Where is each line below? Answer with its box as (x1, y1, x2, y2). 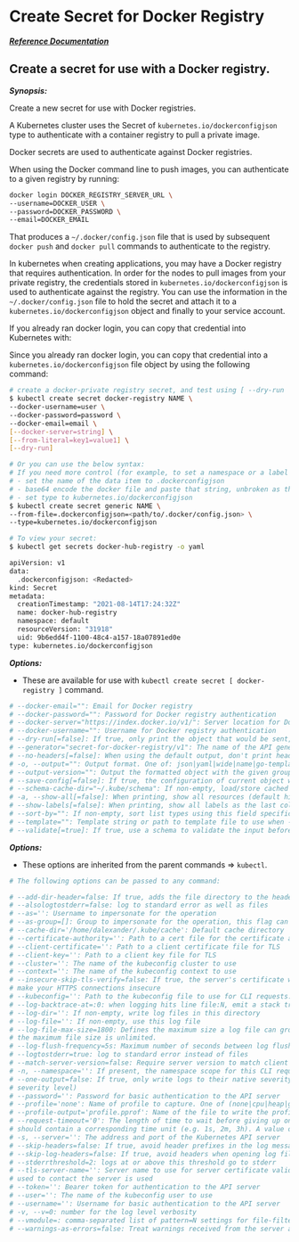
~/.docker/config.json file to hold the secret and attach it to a (9, 296, 238, 307)
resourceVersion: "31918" (17, 625, 114, 634)
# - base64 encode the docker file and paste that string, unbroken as (9, 484, 280, 494)
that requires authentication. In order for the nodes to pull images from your (9, 267, 287, 278)
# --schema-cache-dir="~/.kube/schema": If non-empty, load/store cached (9, 785, 289, 794)
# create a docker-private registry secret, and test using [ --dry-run (9, 386, 285, 395)
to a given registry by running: (9, 173, 120, 184)
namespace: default (17, 617, 90, 626)
